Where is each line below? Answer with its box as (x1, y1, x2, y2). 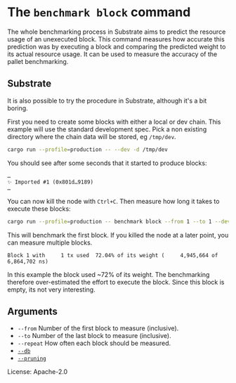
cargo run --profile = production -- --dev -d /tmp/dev (7, 145, 169, 153)
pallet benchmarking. (7, 57, 69, 65)
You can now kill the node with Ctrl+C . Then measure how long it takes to (7, 197, 220, 205)
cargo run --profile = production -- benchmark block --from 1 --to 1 (7, 218, 212, 225)
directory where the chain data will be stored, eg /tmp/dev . (7, 132, 177, 141)
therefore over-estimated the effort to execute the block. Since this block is (7, 278, 225, 286)
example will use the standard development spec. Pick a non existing (7, 124, 207, 134)
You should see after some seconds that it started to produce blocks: (7, 159, 207, 167)
